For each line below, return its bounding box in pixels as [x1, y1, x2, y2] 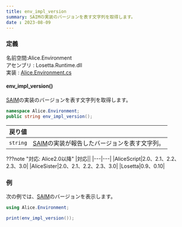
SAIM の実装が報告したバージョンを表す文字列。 [33, 139, 165, 147]
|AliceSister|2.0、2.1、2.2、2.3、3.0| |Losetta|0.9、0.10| [29, 162, 165, 170]
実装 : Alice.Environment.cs [6, 68, 72, 76]
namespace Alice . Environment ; [6, 108, 80, 114]
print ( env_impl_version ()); [6, 215, 75, 221]
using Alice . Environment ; [6, 204, 69, 211]
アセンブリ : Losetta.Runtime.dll [6, 61, 83, 68]
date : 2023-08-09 [6, 19, 51, 25]
